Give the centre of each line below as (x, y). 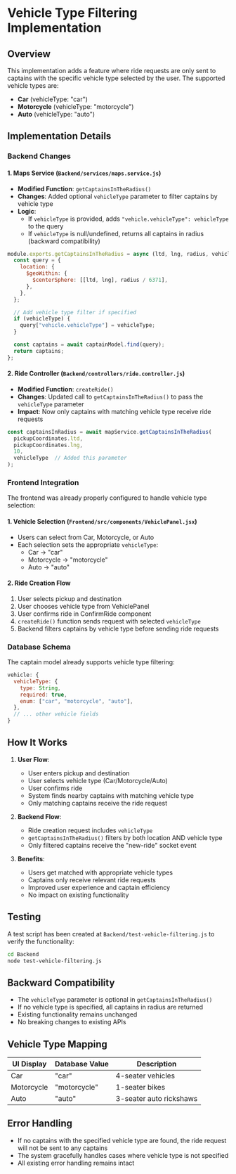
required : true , (44, 695)
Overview (29, 54)
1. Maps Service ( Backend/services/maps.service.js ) (84, 173)
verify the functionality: (41, 941)
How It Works (38, 743)
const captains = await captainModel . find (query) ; (89, 345)
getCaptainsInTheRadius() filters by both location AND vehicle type (125, 837)
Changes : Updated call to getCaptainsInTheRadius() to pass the (110, 396)
